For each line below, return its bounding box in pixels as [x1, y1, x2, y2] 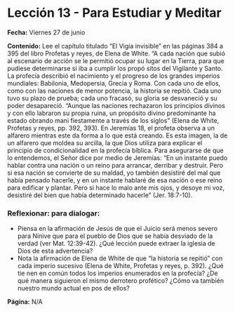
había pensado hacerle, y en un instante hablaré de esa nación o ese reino [7, 175, 222, 184]
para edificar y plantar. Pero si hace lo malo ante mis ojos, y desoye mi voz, [7, 183, 225, 192]
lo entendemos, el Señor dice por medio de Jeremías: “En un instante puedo [7, 153, 228, 162]
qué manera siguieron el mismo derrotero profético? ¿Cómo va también [17, 277, 224, 285]
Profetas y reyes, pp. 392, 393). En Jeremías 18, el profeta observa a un [7, 124, 215, 132]
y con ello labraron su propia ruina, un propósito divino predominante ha [7, 109, 216, 117]
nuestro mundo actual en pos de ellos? [17, 284, 130, 293]
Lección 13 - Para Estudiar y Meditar [7, 5, 222, 21]
